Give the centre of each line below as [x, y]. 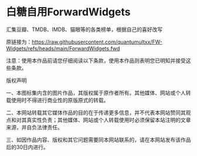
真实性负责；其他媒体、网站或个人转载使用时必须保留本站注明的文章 [108, 120]
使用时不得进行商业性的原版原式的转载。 [60, 100]
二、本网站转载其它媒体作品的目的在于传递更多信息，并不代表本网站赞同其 [96, 113]
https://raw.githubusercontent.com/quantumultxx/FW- [97, 42]
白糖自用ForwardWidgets [68, 12]
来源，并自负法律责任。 [34, 127]
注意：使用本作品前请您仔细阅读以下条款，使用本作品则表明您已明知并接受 [96, 60]
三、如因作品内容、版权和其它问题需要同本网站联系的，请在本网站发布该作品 [98, 140]
